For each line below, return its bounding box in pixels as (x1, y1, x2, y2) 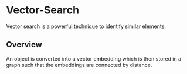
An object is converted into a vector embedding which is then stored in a (6, 55, 182, 62)
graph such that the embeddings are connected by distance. (6, 61, 152, 68)
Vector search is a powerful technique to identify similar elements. (6, 23, 166, 30)
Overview (6, 40, 43, 50)
